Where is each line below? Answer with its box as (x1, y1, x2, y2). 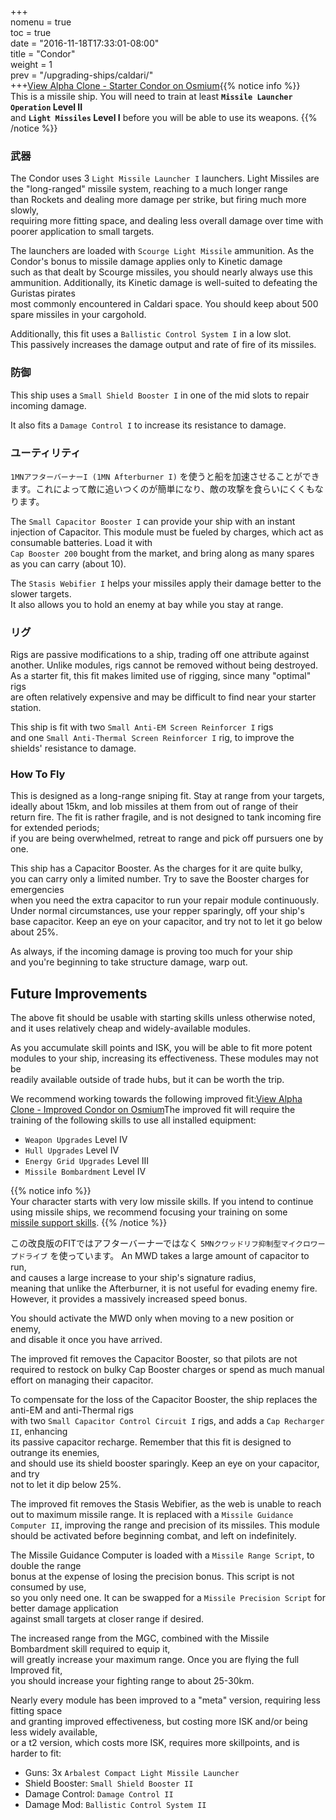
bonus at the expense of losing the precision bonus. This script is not (10, 1571, 295, 1583)
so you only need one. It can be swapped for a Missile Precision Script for (10, 1592, 327, 1604)
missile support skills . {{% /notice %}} (10, 1217, 168, 1229)
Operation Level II (10, 101, 83, 113)
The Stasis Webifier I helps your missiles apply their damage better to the (10, 577, 322, 589)
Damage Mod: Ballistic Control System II (24, 1799, 207, 1811)
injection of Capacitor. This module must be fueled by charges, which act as (10, 526, 324, 538)
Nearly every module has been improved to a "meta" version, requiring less (10, 1694, 321, 1706)
